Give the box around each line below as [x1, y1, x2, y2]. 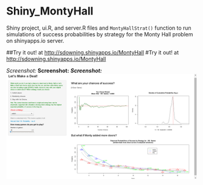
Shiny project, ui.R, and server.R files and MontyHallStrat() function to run [6, 24, 192, 31]
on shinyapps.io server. [6, 37, 65, 44]
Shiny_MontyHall [6, 4, 94, 18]
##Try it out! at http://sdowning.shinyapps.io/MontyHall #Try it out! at [6, 48, 179, 56]
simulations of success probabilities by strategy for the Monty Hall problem [6, 30, 193, 37]
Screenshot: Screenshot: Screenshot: [6, 67, 103, 74]
